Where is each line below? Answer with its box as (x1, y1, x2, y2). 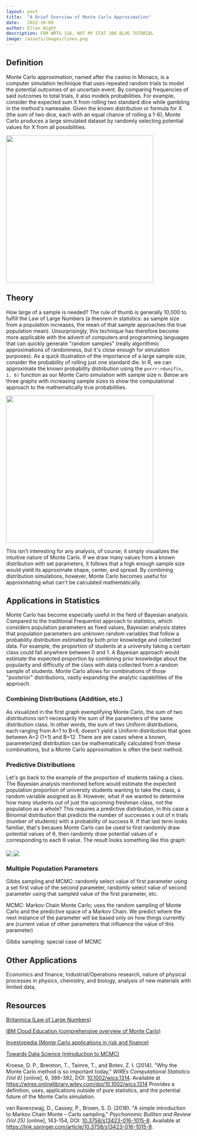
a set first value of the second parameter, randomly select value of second (6, 884, 187, 891)
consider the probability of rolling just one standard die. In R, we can (6, 359, 172, 366)
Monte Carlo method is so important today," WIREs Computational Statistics (6, 1068, 190, 1075)
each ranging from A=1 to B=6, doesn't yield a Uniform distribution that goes (6, 727, 191, 734)
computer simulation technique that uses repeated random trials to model (6, 80, 184, 87)
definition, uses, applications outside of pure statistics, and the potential (6, 1087, 181, 1094)
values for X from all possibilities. (6, 123, 86, 130)
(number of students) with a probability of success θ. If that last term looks (6, 818, 188, 825)
